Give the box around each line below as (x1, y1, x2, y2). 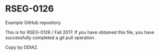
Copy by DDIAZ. (5, 44, 39, 50)
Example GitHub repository (5, 19, 61, 25)
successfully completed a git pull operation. (5, 34, 96, 40)
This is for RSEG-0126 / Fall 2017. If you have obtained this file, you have (5, 29, 154, 35)
